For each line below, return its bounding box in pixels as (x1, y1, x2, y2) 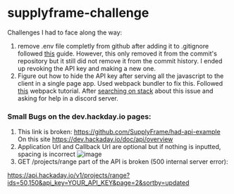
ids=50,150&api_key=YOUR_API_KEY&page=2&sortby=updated (7, 179, 190, 187)
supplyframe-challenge (7, 5, 149, 21)
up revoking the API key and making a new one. (17, 64, 156, 72)
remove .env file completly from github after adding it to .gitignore (17, 41, 209, 50)
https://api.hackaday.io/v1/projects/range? (7, 171, 130, 180)
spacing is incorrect (17, 150, 75, 159)
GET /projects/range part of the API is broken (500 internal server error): (17, 157, 228, 166)
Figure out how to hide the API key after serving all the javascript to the (17, 72, 224, 80)
